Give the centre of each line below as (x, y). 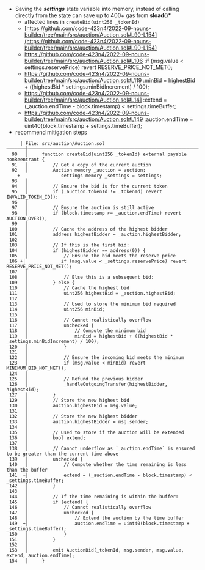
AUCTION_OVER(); (27, 218)
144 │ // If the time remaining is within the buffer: (94, 497)
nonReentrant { (26, 160)
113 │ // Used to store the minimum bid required (92, 304)
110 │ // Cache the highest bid (69, 288)
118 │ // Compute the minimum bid (77, 331)
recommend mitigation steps (51, 132)
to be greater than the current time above (63, 454)
